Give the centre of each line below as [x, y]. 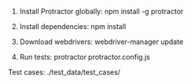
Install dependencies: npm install [73, 26]
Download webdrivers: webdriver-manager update [101, 42]
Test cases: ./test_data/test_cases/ [64, 72]
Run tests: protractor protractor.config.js [85, 57]
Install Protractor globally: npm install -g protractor [101, 11]
